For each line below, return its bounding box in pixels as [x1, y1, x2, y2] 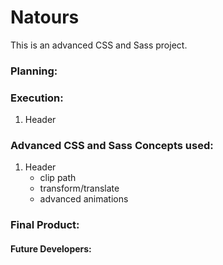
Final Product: [10, 218, 80, 232]
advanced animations [39, 193, 129, 205]
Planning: [10, 64, 58, 78]
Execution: [10, 91, 64, 105]
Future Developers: [10, 242, 92, 255]
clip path [39, 172, 77, 184]
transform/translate [39, 182, 120, 195]
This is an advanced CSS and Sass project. [10, 39, 188, 51]
